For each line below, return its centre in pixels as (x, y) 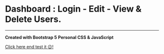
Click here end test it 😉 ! (29, 47)
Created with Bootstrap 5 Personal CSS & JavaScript (59, 37)
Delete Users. (33, 19)
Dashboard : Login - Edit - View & (73, 9)
